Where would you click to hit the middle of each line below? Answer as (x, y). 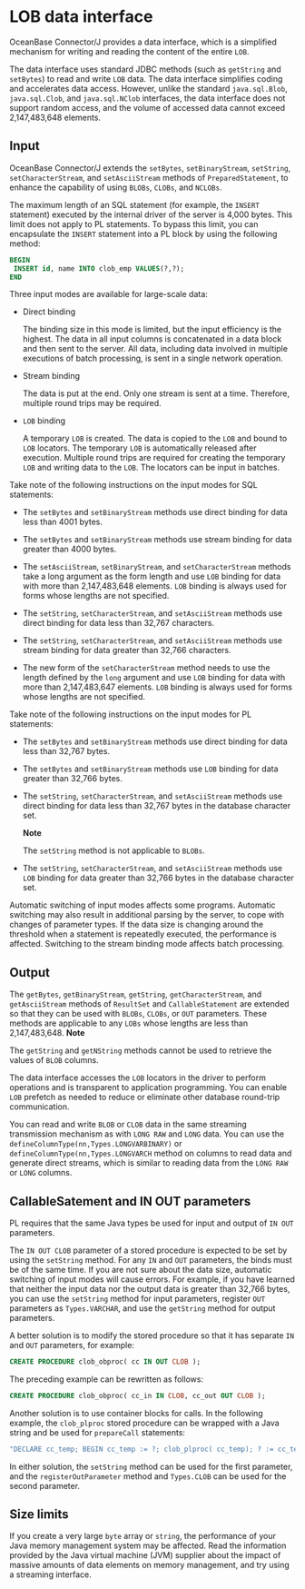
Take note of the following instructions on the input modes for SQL (134, 485)
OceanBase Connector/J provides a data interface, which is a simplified (143, 42)
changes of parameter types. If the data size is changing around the (137, 925)
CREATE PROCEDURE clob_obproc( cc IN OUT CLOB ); (105, 1362)
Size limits (39, 1515)
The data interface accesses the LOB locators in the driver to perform (138, 1078)
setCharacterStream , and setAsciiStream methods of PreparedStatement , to (149, 177)
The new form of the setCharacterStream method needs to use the (146, 668)
